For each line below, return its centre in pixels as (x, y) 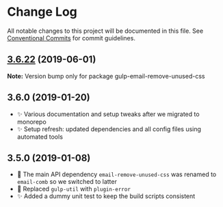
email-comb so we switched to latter (67, 182)
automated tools (40, 137)
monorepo (31, 122)
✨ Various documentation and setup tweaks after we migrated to (108, 114)
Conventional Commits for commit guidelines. (71, 38)
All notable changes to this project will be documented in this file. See (105, 31)
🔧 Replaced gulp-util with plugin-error (74, 189)
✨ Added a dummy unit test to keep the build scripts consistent (106, 196)
